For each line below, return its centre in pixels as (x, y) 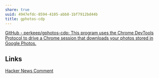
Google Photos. (21, 43)
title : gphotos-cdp (25, 19)
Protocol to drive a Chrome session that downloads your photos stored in (79, 38)
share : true (17, 10)
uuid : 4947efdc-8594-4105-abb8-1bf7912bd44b (51, 14)
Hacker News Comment (29, 71)
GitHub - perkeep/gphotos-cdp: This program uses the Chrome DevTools (79, 33)
